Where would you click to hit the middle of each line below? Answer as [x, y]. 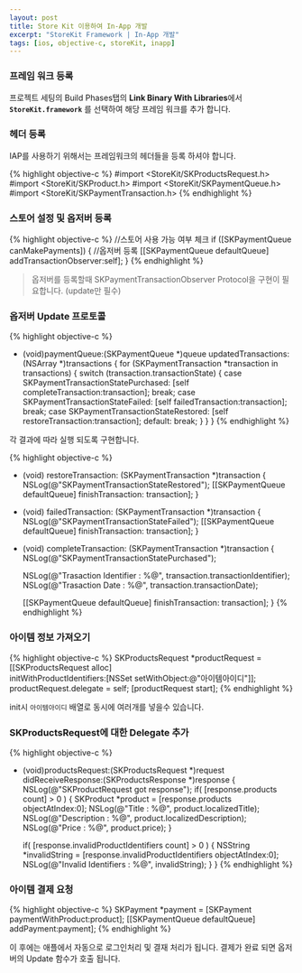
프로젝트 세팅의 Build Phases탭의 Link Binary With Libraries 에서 [126, 97]
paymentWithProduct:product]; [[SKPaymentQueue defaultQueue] [133, 919]
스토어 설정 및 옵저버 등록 [61, 218]
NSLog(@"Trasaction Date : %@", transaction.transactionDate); [140, 585]
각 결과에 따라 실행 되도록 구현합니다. [74, 440]
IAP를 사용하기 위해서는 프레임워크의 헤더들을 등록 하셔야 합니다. [123, 155]
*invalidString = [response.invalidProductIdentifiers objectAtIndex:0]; [151, 855]
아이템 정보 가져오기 [50, 637]
